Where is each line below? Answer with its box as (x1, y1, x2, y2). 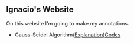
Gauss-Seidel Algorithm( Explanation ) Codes (14, 31, 121, 38)
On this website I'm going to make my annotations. (6, 20, 129, 27)
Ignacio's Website (6, 5, 74, 14)
